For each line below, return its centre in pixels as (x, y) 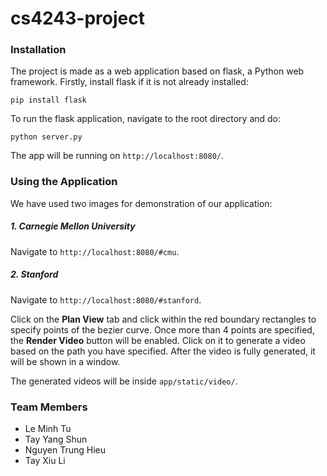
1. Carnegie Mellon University (73, 226)
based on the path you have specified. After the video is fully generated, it (163, 351)
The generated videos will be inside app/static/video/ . (124, 381)
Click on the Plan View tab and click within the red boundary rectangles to (163, 319)
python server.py (46, 137)
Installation (38, 50)
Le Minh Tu (48, 429)
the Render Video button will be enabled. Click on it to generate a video (158, 340)
